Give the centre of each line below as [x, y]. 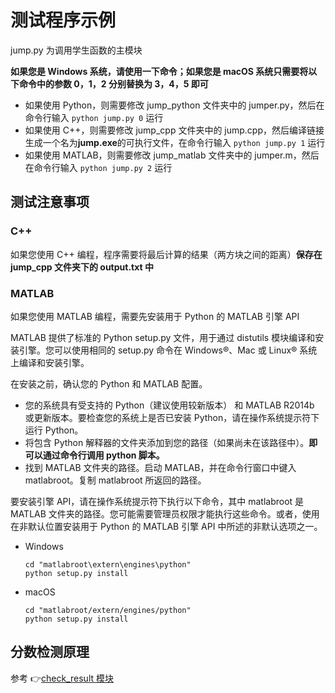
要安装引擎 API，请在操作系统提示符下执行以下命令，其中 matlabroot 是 [157, 501]
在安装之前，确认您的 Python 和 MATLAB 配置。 [109, 383]
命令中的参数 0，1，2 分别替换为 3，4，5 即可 [113, 83]
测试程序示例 [63, 20]
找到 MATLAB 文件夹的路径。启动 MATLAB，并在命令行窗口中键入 [160, 467]
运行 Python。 [54, 430]
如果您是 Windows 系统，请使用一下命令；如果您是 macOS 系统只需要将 [159, 71]
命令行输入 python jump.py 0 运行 [94, 117]
